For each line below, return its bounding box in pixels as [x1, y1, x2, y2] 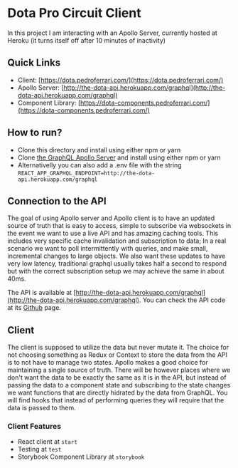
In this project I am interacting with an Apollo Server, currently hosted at [7, 28, 218, 37]
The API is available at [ [7, 288, 76, 297]
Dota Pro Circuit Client [7, 5, 141, 21]
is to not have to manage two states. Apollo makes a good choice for [7, 358, 208, 367]
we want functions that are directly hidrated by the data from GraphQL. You [7, 388, 228, 397]
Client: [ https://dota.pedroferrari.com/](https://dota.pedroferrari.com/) [17, 76, 224, 84]
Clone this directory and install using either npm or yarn [17, 145, 181, 154]
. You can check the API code [139, 296, 226, 304]
